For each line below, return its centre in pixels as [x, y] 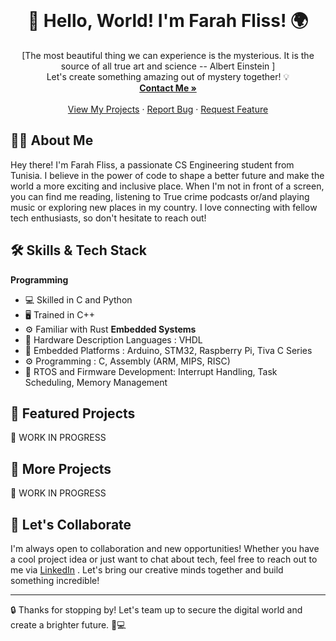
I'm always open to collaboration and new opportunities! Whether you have [165, 548]
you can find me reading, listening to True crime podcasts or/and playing [160, 196]
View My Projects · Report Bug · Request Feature [168, 109]
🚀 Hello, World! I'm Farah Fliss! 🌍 [168, 21]
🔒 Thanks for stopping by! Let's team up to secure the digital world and [156, 610]
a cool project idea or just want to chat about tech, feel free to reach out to [164, 559]
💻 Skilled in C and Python [78, 299]
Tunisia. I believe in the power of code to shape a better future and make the [167, 175]
